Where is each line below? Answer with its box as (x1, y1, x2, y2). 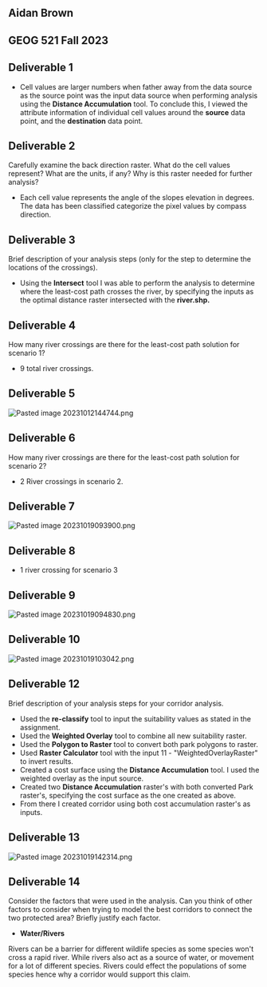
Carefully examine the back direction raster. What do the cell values (8, 160, 231, 170)
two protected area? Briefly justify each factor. (8, 913, 161, 923)
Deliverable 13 (8, 831, 80, 845)
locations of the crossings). (8, 263, 98, 273)
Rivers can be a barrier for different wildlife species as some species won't (8, 944, 254, 954)
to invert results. (19, 756, 74, 766)
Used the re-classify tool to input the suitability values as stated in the (19, 713, 252, 723)
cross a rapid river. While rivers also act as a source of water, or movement (8, 953, 254, 962)
